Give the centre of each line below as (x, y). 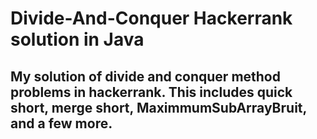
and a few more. (61, 123)
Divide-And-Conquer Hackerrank (151, 18)
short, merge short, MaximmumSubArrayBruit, (158, 107)
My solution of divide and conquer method (145, 76)
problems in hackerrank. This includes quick (151, 92)
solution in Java (77, 39)
